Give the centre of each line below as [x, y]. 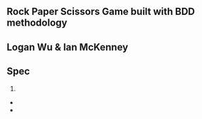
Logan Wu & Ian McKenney [68, 47]
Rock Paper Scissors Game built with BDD [101, 12]
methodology [37, 23]
